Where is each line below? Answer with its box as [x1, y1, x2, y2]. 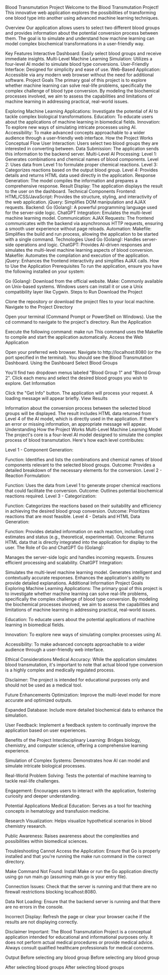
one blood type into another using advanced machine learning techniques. [5, 15, 159, 21]
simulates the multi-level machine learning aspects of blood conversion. [5, 247, 154, 253]
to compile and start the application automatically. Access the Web [5, 334, 143, 340]
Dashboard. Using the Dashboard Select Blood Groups [5, 360, 118, 366]
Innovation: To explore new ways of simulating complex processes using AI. [5, 632, 162, 637]
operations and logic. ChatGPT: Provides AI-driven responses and [15, 242, 151, 248]
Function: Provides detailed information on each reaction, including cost [5, 529, 154, 534]
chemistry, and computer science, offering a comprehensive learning [5, 742, 148, 748]
